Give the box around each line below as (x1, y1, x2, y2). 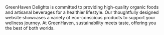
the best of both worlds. (5, 25, 55, 31)
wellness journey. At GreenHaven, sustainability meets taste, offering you (5, 20, 156, 26)
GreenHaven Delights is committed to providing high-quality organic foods (5, 4, 159, 10)
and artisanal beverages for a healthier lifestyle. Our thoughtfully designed (5, 9, 159, 15)
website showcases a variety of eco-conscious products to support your (5, 15, 155, 20)
